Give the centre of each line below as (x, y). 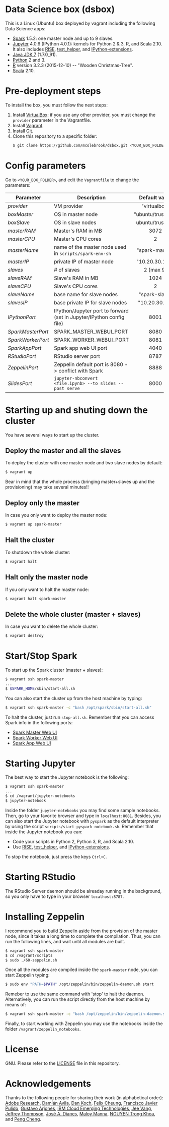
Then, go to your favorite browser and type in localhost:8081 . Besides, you (83, 816)
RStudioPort (22, 356)
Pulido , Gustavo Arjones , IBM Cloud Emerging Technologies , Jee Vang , (79, 1108)
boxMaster (21, 214)
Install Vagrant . (28, 125)
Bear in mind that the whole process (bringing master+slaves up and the (80, 482)
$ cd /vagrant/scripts (29, 955)
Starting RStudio (40, 877)
